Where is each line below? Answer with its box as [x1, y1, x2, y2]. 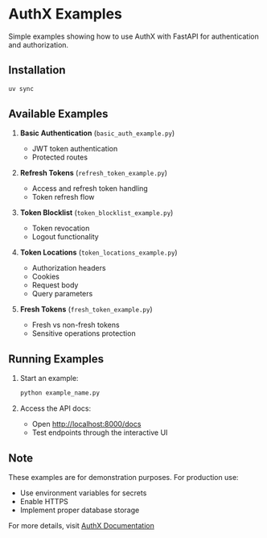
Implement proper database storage [19, 505, 140, 515]
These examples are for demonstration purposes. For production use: [8, 472, 239, 482]
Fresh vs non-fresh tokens [31, 320, 120, 330]
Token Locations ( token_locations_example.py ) [19, 247, 179, 258]
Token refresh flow [31, 192, 95, 202]
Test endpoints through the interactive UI [31, 428, 168, 437]
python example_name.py [19, 389, 101, 397]
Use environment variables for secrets [19, 488, 147, 498]
